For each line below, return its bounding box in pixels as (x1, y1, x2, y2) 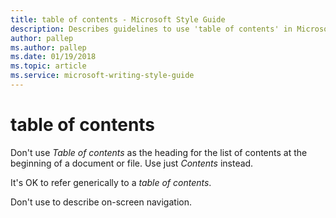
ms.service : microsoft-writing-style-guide (10, 71, 195, 81)
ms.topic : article (10, 61, 87, 71)
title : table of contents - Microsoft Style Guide (10, 14, 226, 25)
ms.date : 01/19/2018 (10, 52, 97, 62)
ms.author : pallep (10, 42, 87, 53)
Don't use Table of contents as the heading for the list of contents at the (10, 146, 308, 158)
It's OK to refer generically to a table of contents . (10, 176, 212, 188)
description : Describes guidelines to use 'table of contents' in (10, 24, 293, 34)
